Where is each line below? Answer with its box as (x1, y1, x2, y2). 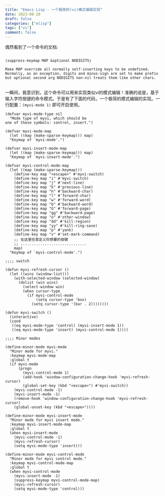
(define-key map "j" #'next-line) (14, 180, 84, 185)
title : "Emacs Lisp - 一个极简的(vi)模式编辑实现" (5, 7, 103, 12)
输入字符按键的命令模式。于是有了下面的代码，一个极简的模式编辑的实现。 (5, 96, 156, 101)
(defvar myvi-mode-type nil (5, 111, 63, 116)
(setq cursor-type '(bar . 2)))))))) (31, 302, 109, 306)
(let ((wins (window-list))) (9, 272, 69, 276)
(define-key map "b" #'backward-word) (14, 202, 93, 207)
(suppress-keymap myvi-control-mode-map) (14, 478, 100, 483)
